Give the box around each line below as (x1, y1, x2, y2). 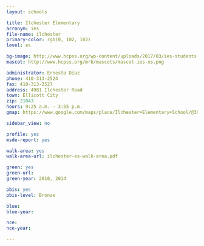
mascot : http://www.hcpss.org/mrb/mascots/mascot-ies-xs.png (6, 59, 165, 65)
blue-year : (6, 208, 34, 215)
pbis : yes (6, 186, 32, 193)
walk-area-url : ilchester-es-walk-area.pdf (6, 153, 118, 159)
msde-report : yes (6, 137, 50, 143)
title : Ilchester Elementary (6, 19, 80, 26)
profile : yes (6, 131, 39, 137)
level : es (6, 42, 32, 48)
